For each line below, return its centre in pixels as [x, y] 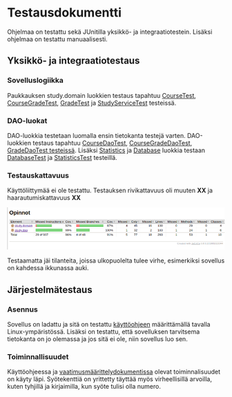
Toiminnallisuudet [38, 357]
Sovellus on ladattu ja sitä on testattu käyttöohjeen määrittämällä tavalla [109, 325]
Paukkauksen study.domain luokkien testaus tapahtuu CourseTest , [102, 95]
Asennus [22, 309]
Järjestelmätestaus [50, 290]
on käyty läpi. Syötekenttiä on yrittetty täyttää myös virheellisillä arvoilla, [110, 379]
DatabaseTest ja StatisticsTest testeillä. [62, 157]
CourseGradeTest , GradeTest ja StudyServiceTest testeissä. [92, 103]
